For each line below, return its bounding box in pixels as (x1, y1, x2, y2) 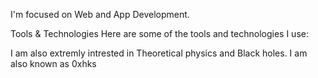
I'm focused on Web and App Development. (10, 9, 190, 20)
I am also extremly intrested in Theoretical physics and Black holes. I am (10, 47, 308, 59)
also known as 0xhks (10, 58, 97, 69)
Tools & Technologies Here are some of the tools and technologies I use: (10, 28, 309, 39)
